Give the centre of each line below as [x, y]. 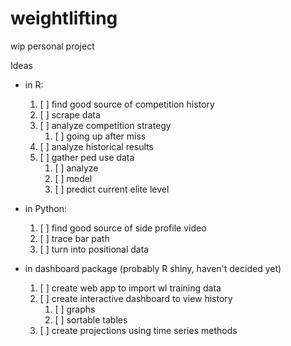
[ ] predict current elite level [112, 189]
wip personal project [52, 46]
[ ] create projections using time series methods [138, 330]
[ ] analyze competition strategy [105, 125]
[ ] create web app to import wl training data [130, 288]
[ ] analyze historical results [96, 146]
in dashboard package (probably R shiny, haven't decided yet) [153, 268]
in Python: [45, 208]
